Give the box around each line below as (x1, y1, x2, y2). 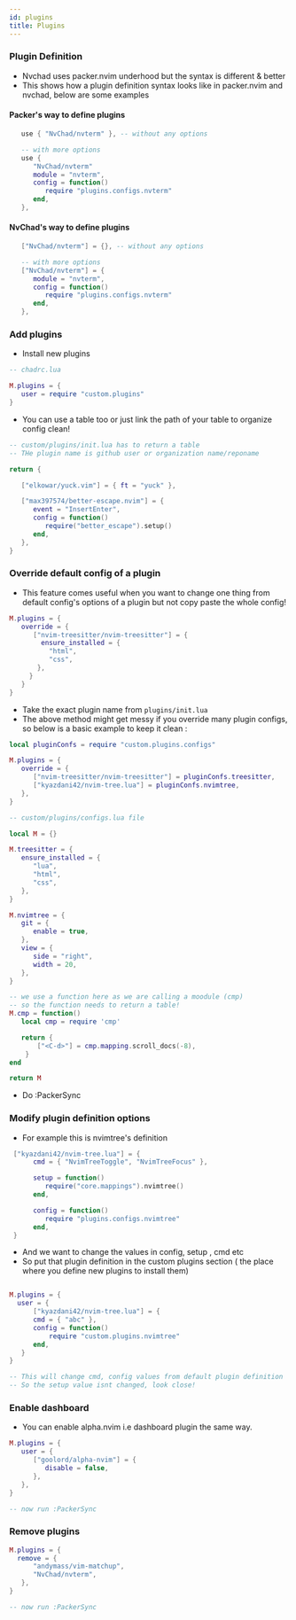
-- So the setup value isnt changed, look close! (9, 1381, 197, 1390)
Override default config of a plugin (9, 567, 161, 580)
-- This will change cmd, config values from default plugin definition (9, 1373, 284, 1382)
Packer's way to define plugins (9, 110, 126, 121)
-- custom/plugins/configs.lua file (9, 813, 144, 822)
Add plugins (9, 329, 63, 340)
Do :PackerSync (21, 1090, 82, 1101)
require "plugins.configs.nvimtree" (44, 1214, 180, 1223)
